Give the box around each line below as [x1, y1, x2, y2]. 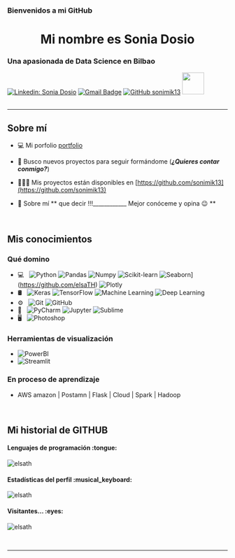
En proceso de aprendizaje [7, 375, 100, 385]
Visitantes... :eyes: [7, 506, 64, 515]
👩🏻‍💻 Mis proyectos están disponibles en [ [17, 178, 138, 187]
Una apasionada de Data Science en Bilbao [7, 57, 156, 66]
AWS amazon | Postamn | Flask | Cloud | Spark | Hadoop [17, 390, 181, 399]
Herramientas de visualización [7, 334, 113, 343]
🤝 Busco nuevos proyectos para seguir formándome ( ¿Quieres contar [17, 157, 220, 166]
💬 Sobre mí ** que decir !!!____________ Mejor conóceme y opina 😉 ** [17, 199, 216, 208]
